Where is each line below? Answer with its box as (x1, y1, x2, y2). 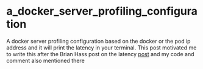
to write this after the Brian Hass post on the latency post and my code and (6, 50, 194, 57)
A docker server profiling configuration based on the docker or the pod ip (6, 37, 191, 45)
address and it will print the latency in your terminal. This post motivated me (6, 44, 197, 51)
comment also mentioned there (6, 57, 85, 64)
